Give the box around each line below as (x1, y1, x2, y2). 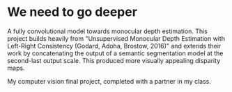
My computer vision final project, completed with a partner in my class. (7, 77, 211, 85)
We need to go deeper (7, 4, 138, 20)
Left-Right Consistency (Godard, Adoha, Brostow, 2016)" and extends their (7, 42, 222, 50)
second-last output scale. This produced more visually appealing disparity (7, 56, 221, 64)
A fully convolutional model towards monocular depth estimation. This (7, 27, 208, 35)
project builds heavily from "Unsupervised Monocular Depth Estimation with (7, 34, 225, 42)
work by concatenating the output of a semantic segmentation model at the (7, 49, 224, 57)
